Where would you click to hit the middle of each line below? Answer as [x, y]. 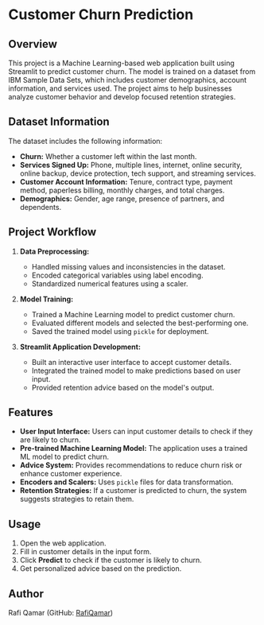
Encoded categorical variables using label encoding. [118, 275]
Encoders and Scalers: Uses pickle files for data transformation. [126, 482]
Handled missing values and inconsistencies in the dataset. [128, 266]
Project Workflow [52, 232]
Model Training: [47, 299]
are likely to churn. [50, 440]
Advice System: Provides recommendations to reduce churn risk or [131, 465]
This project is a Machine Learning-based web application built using [121, 63]
